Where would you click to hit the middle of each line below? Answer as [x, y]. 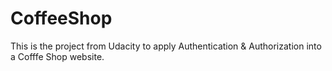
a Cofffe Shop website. [57, 56]
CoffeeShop [61, 18]
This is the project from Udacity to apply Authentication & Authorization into [166, 46]
